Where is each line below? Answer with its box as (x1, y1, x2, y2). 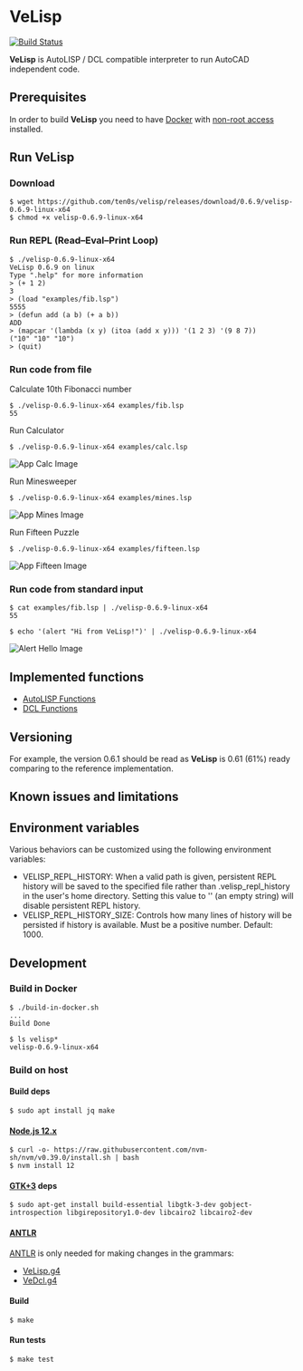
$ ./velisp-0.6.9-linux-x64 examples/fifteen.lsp (9, 545, 201, 554)
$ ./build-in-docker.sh (9, 1003, 99, 1012)
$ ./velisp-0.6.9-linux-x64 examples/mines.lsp (9, 494, 193, 503)
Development (9, 955, 88, 970)
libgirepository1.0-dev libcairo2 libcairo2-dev (66, 1208, 253, 1218)
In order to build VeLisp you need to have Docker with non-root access (9, 113, 274, 124)
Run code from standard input (9, 583, 144, 595)
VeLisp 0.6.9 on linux (9, 263, 95, 272)
